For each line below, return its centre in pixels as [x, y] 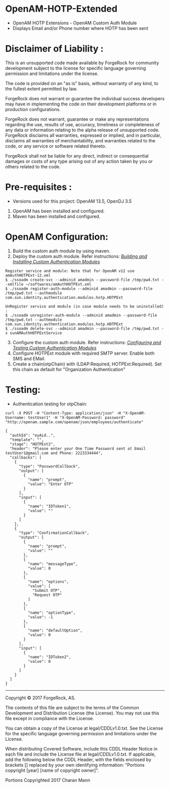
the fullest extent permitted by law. [41, 89]
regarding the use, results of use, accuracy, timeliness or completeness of [83, 124]
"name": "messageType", [53, 564]
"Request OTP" [47, 595]
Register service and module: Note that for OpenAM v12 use [70, 271]
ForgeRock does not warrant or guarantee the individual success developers [85, 98]
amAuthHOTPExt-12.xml [28, 275]
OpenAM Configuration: [57, 237]
